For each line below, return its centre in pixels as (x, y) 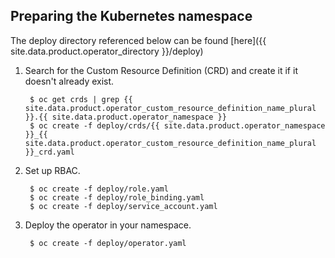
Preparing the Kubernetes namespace (131, 16)
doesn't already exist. (69, 81)
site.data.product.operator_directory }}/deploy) (107, 51)
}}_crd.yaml (49, 152)
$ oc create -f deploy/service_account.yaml (123, 206)
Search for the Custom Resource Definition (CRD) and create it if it (161, 70)
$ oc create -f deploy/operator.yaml (108, 243)
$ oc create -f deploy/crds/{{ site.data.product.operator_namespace (177, 125)
